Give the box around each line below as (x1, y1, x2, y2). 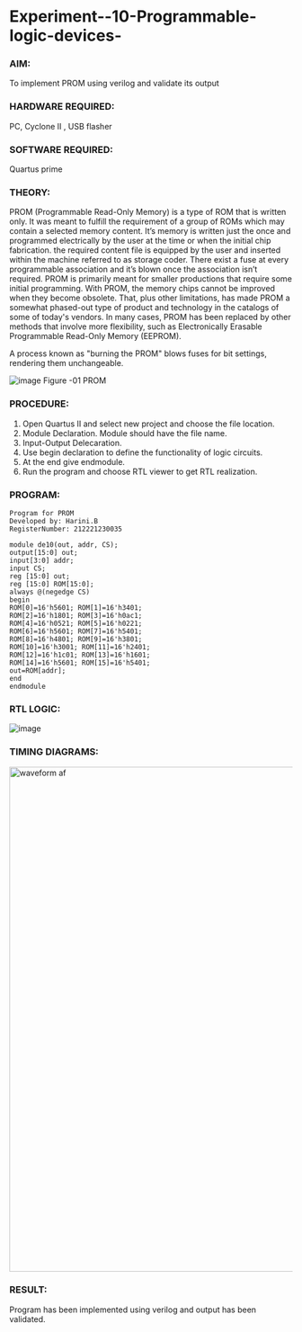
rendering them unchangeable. (9, 358, 124, 369)
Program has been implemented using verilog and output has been (9, 1304, 257, 1315)
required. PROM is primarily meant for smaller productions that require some (9, 273, 292, 284)
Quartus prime (9, 164, 63, 174)
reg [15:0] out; (9, 571, 70, 581)
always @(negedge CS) (9, 587, 91, 596)
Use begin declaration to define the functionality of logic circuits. (22, 447, 263, 458)
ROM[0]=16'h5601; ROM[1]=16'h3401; (9, 603, 143, 612)
